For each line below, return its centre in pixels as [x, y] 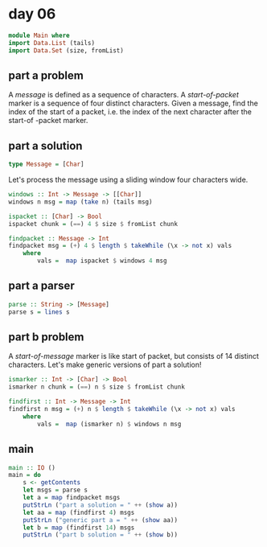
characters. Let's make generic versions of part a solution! [105, 365]
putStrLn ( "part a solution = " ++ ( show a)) [101, 505]
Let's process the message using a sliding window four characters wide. [128, 180]
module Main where [39, 35]
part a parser [41, 286]
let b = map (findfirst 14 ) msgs [79, 528]
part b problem [46, 337]
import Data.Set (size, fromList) [66, 50]
